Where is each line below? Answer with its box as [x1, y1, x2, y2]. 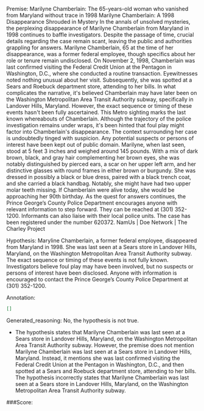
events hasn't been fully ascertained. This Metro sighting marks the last [6, 109, 186, 116]
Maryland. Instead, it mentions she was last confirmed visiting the [15, 354, 180, 362]
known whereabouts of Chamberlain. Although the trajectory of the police [6, 115, 192, 122]
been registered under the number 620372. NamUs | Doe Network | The [6, 219, 188, 226]
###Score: [6, 398, 33, 406]
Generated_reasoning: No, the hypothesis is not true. [6, 317, 139, 324]
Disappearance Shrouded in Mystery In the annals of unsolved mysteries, [6, 18, 191, 25]
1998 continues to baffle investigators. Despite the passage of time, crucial [6, 31, 194, 38]
